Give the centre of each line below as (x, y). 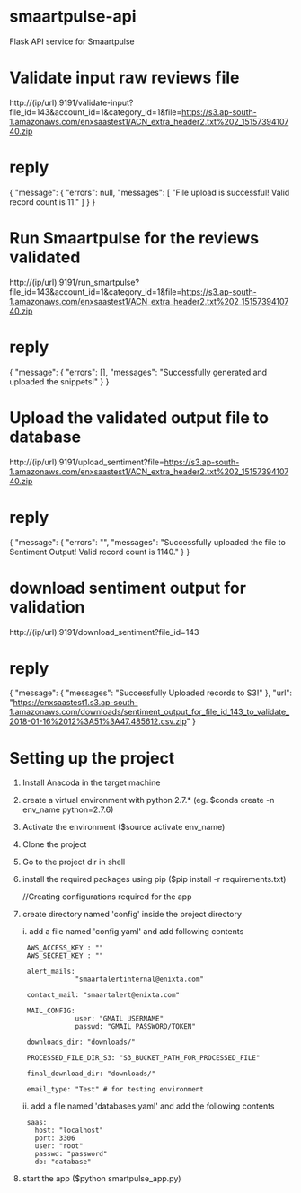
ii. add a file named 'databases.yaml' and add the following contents (149, 1106)
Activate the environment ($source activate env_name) (124, 827)
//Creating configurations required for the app (107, 897)
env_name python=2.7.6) (68, 809)
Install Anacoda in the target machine (91, 782)
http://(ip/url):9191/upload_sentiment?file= (87, 462)
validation (47, 607)
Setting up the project (92, 758)
